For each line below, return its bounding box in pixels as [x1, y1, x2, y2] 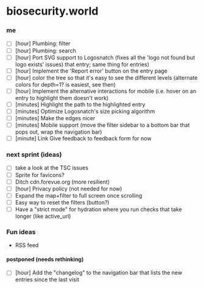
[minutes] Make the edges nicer [15, 114, 96, 121]
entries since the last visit [15, 276, 79, 283]
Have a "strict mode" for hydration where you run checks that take [15, 206, 182, 213]
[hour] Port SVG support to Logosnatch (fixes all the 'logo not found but [15, 54, 195, 61]
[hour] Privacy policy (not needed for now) [15, 185, 122, 192]
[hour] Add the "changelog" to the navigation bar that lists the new [15, 269, 183, 276]
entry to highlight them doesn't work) [15, 94, 109, 101]
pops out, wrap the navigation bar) [15, 128, 102, 135]
